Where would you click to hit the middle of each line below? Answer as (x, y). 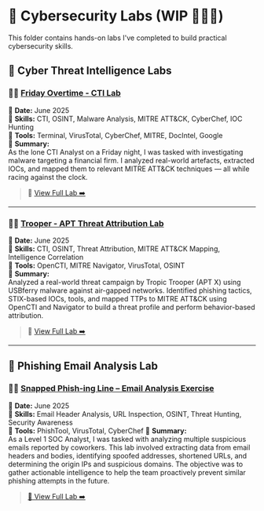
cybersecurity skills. (40, 46)
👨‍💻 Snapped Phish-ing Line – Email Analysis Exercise (111, 389)
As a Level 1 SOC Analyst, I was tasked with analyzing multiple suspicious (127, 439)
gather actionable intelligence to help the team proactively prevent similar (127, 472)
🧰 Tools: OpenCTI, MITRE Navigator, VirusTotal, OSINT (97, 265)
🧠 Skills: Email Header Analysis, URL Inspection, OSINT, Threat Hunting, (125, 414)
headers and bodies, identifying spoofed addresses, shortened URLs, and (128, 455)
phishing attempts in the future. (59, 480)
